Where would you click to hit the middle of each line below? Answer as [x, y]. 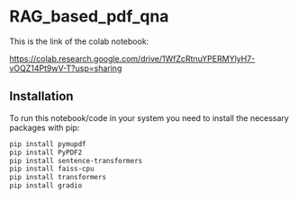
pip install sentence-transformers [76, 160]
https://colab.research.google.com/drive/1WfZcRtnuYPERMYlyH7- [132, 58]
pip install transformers [58, 177]
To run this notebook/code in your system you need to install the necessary [149, 117]
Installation [41, 96]
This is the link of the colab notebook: [79, 41]
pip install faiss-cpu [52, 169]
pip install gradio [46, 186]
